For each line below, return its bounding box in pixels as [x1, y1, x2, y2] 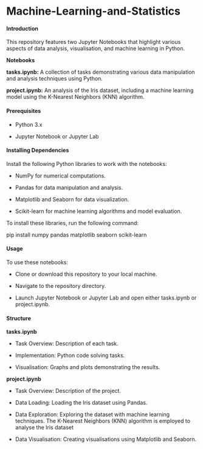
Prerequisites [6, 107, 41, 114]
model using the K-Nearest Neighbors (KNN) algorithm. [6, 93, 145, 101]
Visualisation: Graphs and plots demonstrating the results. [15, 364, 160, 371]
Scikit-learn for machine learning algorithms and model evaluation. [15, 207, 182, 215]
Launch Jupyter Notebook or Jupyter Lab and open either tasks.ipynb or [15, 294, 197, 301]
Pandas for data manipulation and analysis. [15, 184, 123, 191]
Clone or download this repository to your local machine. [15, 270, 157, 278]
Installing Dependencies [6, 146, 69, 154]
